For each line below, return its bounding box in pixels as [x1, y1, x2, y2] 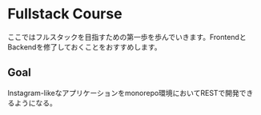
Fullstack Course [7, 5, 122, 23]
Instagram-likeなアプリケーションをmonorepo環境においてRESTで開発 [7, 88, 239, 97]
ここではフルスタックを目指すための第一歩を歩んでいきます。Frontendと [7, 32, 247, 42]
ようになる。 [14, 97, 57, 108]
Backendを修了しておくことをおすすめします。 [7, 42, 162, 52]
